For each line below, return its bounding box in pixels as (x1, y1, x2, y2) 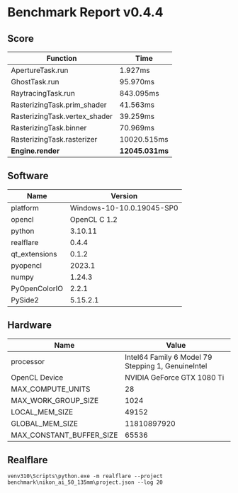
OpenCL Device (11, 373, 64, 382)
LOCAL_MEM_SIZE (11, 407, 74, 416)
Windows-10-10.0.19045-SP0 (69, 203, 178, 212)
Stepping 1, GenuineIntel (125, 361, 208, 370)
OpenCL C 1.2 (69, 214, 118, 224)
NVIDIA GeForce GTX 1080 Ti (125, 373, 225, 382)
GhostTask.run (11, 77, 59, 86)
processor (11, 356, 45, 366)
